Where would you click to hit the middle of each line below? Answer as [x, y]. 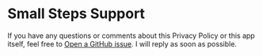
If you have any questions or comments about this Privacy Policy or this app [131, 35]
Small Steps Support [76, 14]
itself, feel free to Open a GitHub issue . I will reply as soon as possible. [122, 43]
